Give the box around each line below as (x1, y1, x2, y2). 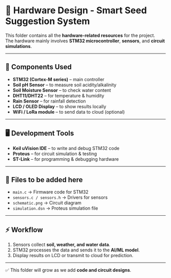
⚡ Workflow (5, 225, 43, 234)
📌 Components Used (5, 63, 72, 71)
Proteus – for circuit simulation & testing (12, 150, 97, 157)
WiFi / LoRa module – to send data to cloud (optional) (12, 109, 125, 115)
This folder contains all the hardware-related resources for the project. (5, 32, 155, 38)
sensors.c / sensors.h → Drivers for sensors (12, 194, 108, 200)
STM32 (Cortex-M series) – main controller (12, 76, 105, 82)
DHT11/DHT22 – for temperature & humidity (12, 92, 104, 98)
